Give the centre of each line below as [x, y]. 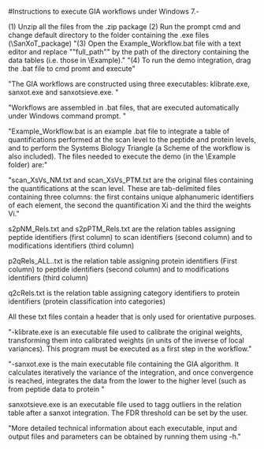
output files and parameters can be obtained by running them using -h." [125, 436]
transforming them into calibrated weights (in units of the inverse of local [126, 340]
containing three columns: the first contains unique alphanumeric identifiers [131, 197]
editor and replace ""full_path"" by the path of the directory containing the [129, 52]
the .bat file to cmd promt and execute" [72, 69]
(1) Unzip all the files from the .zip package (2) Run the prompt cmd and [125, 26]
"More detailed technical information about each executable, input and [123, 428]
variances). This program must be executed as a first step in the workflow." [130, 349]
